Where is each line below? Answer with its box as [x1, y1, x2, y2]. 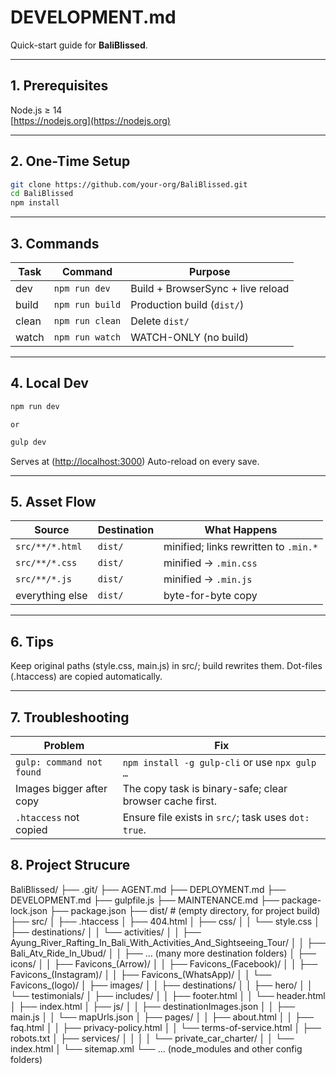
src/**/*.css [15, 557, 78, 569]
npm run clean [53, 316, 122, 326]
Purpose [189, 265, 231, 278]
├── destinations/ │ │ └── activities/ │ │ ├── [10, 926, 202, 938]
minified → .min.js [163, 572, 253, 586]
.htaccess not [15, 811, 80, 824]
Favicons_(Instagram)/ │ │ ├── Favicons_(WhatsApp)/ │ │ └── [10, 968, 272, 980]
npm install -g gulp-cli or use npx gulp [122, 756, 317, 769]
